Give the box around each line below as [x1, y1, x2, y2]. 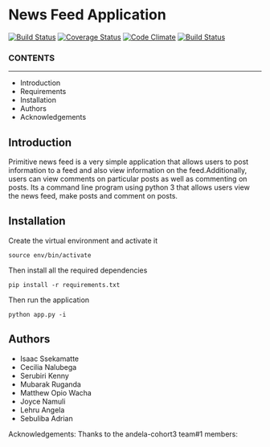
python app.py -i [8, 310, 67, 318]
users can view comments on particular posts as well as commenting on [8, 174, 247, 184]
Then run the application [8, 295, 90, 305]
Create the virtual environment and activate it [8, 236, 158, 245]
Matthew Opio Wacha [19, 388, 92, 397]
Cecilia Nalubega [19, 362, 77, 371]
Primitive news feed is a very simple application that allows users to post [8, 157, 249, 166]
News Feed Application [8, 6, 166, 24]
